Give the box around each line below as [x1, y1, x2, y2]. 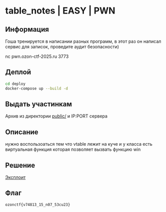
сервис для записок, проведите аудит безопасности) [5, 44, 119, 50]
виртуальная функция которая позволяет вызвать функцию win [5, 146, 141, 153]
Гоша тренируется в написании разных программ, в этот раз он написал [5, 38, 161, 44]
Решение [5, 161, 35, 169]
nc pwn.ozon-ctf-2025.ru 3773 [5, 53, 69, 59]
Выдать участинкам [5, 99, 72, 108]
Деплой [5, 68, 31, 76]
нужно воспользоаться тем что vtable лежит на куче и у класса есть [5, 141, 152, 147]
